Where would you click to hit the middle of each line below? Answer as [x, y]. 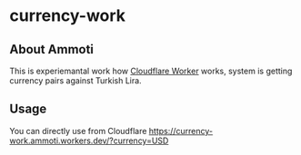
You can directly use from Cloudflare [78, 131]
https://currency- [181, 131]
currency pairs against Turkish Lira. [76, 81]
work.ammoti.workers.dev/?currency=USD [89, 140]
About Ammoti [51, 49]
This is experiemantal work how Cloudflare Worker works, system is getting [151, 71]
